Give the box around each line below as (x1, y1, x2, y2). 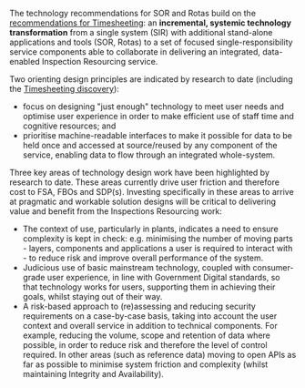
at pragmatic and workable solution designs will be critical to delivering (9, 196, 276, 207)
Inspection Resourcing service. (41, 56, 158, 66)
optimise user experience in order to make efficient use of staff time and (22, 111, 294, 121)
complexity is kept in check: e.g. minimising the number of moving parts (22, 233, 293, 244)
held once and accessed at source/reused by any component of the (22, 140, 278, 150)
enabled (9, 56, 40, 66)
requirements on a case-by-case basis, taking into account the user (22, 311, 278, 322)
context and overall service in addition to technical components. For (22, 321, 278, 331)
